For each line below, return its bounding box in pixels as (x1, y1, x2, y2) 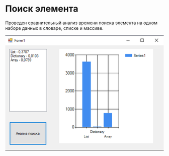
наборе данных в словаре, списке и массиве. (5, 25, 104, 31)
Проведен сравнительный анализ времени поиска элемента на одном (5, 20, 157, 26)
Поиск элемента (5, 3, 78, 15)
